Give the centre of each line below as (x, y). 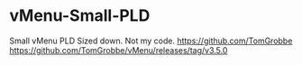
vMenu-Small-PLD (80, 16)
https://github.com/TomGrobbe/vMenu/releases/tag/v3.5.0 (119, 50)
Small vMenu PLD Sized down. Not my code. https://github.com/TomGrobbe (151, 41)
